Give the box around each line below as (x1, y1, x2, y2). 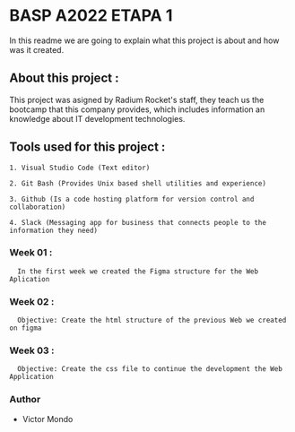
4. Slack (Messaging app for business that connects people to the (9, 218, 267, 227)
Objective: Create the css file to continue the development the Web (17, 365, 282, 374)
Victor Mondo (22, 413, 74, 424)
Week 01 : (9, 246, 53, 259)
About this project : (9, 71, 119, 86)
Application (9, 373, 54, 382)
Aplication (9, 274, 50, 283)
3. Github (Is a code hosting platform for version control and (9, 194, 255, 203)
